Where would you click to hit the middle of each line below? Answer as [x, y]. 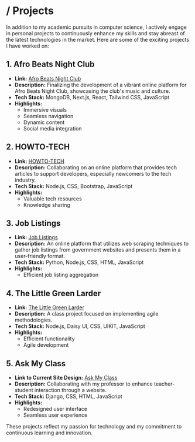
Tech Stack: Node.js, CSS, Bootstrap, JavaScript [73, 186]
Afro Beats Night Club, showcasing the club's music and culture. [92, 91]
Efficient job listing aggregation [61, 275]
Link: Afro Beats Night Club [48, 78]
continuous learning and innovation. [49, 433]
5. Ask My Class [36, 364]
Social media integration [52, 128]
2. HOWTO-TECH [38, 147]
